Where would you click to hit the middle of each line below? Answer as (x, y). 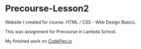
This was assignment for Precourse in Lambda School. (61, 31)
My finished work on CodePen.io (38, 41)
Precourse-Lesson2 (47, 9)
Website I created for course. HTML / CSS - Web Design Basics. (71, 22)
